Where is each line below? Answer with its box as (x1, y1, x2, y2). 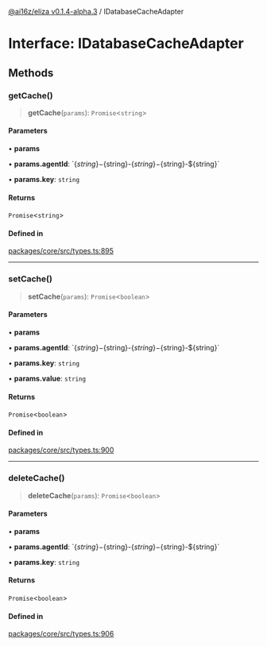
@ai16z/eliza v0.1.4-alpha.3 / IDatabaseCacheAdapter (8, 7, 184, 16)
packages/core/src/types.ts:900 (8, 445, 114, 455)
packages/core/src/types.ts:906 (8, 629, 114, 639)
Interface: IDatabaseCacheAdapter (8, 35, 244, 52)
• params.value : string (8, 373, 87, 383)
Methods (8, 66, 54, 79)
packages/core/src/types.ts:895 (8, 246, 114, 256)
